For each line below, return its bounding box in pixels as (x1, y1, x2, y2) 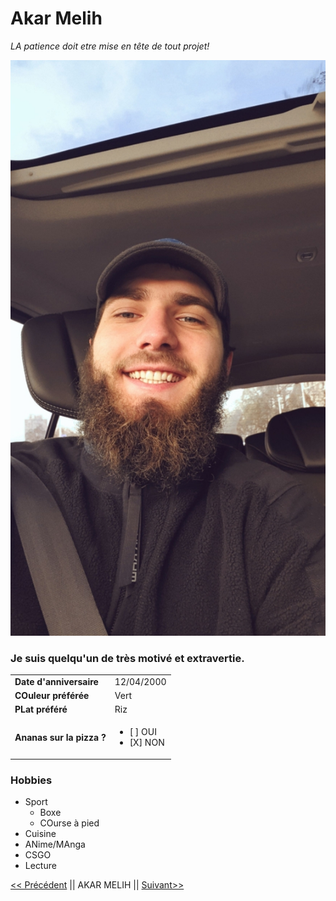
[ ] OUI (129, 726, 157, 738)
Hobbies (10, 773, 53, 787)
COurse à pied (39, 817, 100, 829)
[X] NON (129, 737, 165, 749)
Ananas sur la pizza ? (14, 731, 107, 743)
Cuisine (24, 828, 57, 840)
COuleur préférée (14, 689, 90, 701)
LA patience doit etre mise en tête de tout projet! (10, 40, 210, 52)
